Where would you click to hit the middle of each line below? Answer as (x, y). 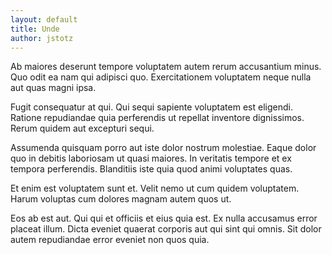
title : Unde (35, 29)
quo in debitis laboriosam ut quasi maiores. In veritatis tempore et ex (151, 158)
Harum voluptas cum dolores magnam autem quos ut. (121, 199)
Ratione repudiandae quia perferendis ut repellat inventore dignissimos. (157, 118)
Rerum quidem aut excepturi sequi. (82, 128)
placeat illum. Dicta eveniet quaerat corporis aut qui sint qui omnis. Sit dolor (166, 229)
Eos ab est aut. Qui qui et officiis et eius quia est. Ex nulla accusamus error (164, 218)
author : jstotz (42, 38)
